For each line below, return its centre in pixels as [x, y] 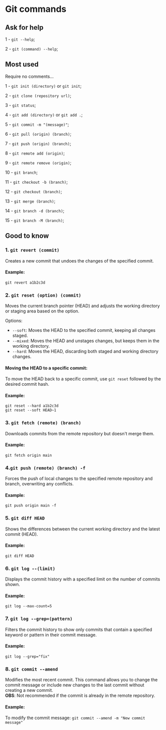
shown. [13, 584]
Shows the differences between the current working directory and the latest [83, 529]
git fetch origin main [28, 455]
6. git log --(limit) [30, 568]
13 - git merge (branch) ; [30, 201]
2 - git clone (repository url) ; [38, 96]
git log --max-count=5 [28, 606]
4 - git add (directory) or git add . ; [44, 114]
